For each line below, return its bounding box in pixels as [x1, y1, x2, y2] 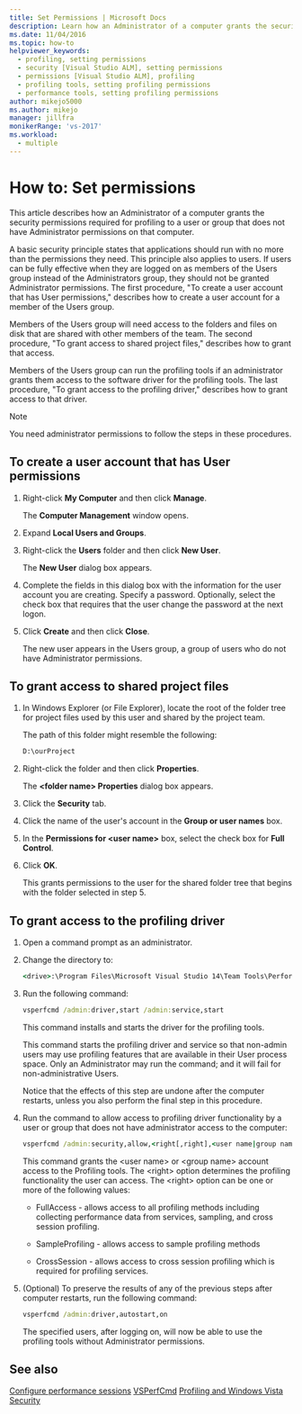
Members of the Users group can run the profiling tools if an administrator [9, 365, 283, 375]
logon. [22, 608, 47, 619]
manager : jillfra [9, 113, 75, 122]
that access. [9, 347, 56, 358]
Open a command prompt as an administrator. [22, 937, 193, 948]
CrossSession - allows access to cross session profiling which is [35, 1256, 276, 1266]
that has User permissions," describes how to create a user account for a [9, 292, 280, 302]
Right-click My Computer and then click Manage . [22, 492, 207, 503]
